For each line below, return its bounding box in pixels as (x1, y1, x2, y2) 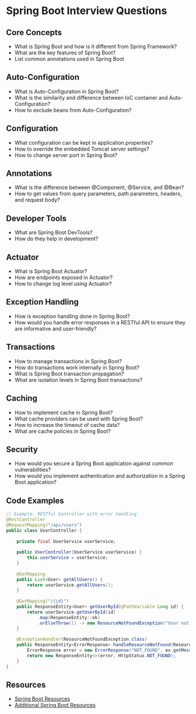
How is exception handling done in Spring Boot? (14, 312, 130, 320)
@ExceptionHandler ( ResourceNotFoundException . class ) (16, 637, 148, 643)
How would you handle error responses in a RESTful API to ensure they (14, 319, 185, 326)
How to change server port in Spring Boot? (14, 151, 118, 159)
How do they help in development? (14, 235, 99, 242)
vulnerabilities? (14, 466, 51, 473)
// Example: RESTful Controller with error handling (6, 511, 137, 517)
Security (6, 444, 38, 455)
